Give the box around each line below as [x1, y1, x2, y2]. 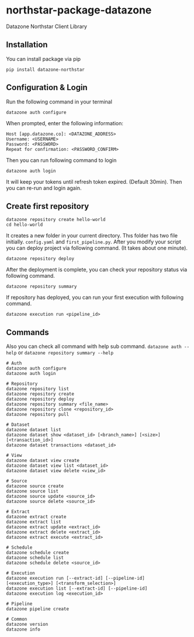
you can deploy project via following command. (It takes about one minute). [6, 245, 188, 252]
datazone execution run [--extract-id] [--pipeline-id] [6, 576, 145, 581]
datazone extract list [6, 519, 61, 525]
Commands [6, 327, 50, 337]
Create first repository [6, 201, 89, 211]
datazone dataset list [6, 427, 61, 433]
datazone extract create [6, 514, 67, 520]
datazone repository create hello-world [6, 217, 106, 223]
